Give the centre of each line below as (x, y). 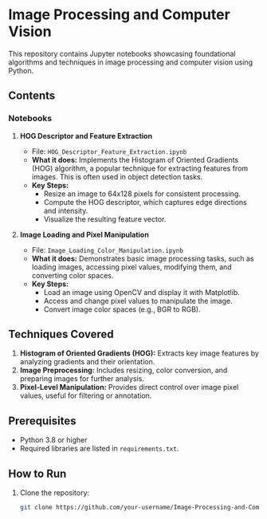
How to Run (37, 473)
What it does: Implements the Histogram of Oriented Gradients (135, 159)
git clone (36, 508)
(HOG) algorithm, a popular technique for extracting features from (140, 168)
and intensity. (66, 210)
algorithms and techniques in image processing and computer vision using (131, 62)
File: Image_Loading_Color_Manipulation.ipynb (107, 250)
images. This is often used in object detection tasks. (117, 176)
